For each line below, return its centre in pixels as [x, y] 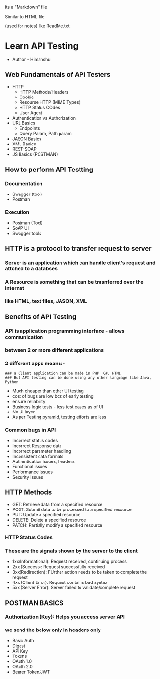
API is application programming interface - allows [65, 331]
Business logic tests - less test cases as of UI [58, 407]
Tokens [20, 656]
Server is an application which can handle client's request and [80, 263]
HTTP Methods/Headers [44, 92]
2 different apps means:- [35, 364]
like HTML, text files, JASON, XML [46, 301]
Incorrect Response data [37, 446]
